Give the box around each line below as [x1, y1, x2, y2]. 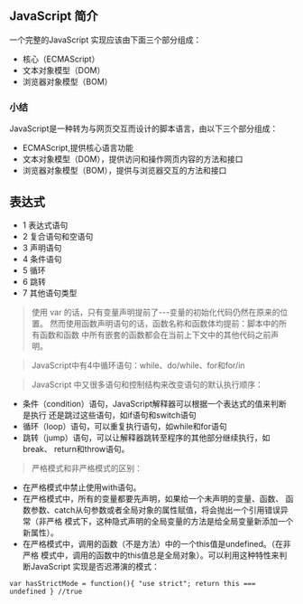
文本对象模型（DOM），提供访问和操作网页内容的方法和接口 [22, 154, 243, 165]
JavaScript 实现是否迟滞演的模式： [30, 561, 160, 571]
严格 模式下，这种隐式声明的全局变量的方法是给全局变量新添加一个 [46, 515, 294, 526]
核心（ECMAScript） [22, 53, 100, 64]
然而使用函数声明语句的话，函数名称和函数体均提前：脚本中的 [49, 317, 280, 328]
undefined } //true [9, 587, 83, 596]
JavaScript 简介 [9, 8, 99, 24]
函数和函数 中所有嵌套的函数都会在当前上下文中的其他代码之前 [39, 329, 271, 340]
